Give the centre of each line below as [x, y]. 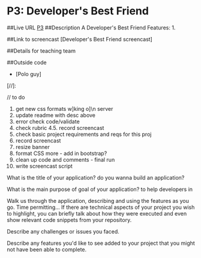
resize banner [32, 147]
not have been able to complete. [47, 249]
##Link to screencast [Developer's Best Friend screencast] [79, 39]
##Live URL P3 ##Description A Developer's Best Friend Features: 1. [91, 28]
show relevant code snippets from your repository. [69, 220]
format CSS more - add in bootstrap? [61, 153]
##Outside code [27, 62]
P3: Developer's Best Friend [78, 11]
